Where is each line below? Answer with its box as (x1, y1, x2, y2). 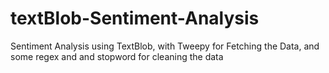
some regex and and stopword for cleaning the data (10, 50, 224, 62)
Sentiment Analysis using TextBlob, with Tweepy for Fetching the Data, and (10, 40, 320, 52)
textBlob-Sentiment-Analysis (10, 7, 260, 30)
